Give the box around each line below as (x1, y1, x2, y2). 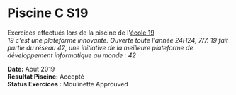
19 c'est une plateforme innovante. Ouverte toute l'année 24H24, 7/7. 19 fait (7, 35, 228, 44)
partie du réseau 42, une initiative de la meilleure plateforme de (7, 43, 193, 52)
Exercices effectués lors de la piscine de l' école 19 (7, 28, 154, 37)
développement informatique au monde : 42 (7, 51, 137, 60)
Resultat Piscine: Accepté (7, 72, 85, 81)
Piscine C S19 (7, 5, 89, 21)
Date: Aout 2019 (7, 65, 55, 73)
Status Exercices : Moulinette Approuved (7, 79, 129, 88)
